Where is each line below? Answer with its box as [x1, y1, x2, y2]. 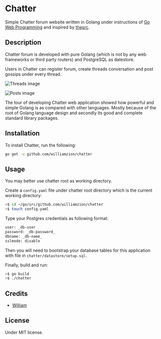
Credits [5, 289, 28, 298]
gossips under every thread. [5, 71, 62, 77]
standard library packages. [5, 115, 59, 121]
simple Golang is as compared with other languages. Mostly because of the [5, 104, 157, 110]
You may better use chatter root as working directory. [5, 178, 112, 184]
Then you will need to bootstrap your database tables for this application [5, 247, 151, 253]
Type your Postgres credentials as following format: [5, 216, 108, 221]
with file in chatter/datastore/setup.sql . [5, 252, 87, 259]
